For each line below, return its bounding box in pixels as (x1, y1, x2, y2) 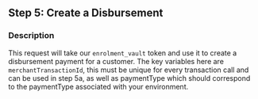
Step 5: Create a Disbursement (8, 6, 164, 20)
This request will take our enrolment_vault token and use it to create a (8, 48, 237, 58)
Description (8, 30, 55, 41)
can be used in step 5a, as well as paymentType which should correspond (8, 73, 251, 82)
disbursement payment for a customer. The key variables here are (8, 56, 225, 66)
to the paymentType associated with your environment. (8, 82, 189, 91)
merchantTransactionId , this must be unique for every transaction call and (8, 65, 249, 74)
